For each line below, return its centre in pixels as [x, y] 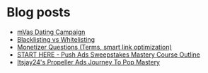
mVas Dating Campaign [51, 32]
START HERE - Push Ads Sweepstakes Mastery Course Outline [109, 55]
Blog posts [39, 12]
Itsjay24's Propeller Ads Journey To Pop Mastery [88, 62]
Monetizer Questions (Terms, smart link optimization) [94, 47]
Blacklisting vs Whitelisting [56, 39]
